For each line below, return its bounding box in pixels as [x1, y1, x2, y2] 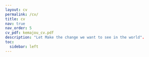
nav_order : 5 [5, 26, 32, 31]
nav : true [5, 21, 26, 26]
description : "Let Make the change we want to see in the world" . [5, 35, 145, 40]
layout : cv [5, 7, 28, 12]
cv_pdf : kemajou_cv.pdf [5, 30, 54, 35]
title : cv [5, 16, 26, 21]
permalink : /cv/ [5, 12, 38, 17]
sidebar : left [9, 44, 38, 49]
